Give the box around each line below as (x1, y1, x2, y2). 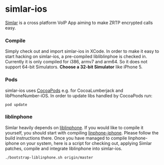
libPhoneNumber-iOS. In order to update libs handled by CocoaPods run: (5, 92, 153, 99)
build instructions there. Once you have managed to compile (5, 135, 127, 141)
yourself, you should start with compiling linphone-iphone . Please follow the (5, 130, 159, 136)
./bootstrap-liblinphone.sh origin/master (5, 155, 93, 160)
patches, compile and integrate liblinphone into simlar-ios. (5, 145, 123, 151)
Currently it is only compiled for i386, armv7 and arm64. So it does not (5, 59, 148, 65)
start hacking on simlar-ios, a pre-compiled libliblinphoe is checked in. (5, 54, 147, 59)
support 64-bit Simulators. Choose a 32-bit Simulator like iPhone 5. (5, 64, 143, 70)
